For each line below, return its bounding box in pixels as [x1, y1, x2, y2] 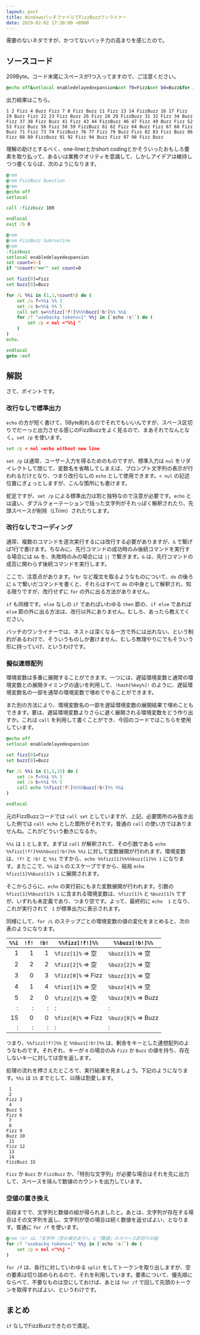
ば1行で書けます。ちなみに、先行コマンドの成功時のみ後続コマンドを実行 [6, 545, 185, 553]
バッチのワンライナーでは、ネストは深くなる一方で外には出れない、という [6, 628, 189, 635]
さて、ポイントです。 [6, 388, 58, 395]
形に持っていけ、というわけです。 [6, 642, 89, 650]
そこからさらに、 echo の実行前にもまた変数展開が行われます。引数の [6, 882, 174, 890]
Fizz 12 [6, 1143, 26, 1149]
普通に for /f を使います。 [15, 1224, 82, 1231]
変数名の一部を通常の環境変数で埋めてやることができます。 [11, 689, 157, 696]
